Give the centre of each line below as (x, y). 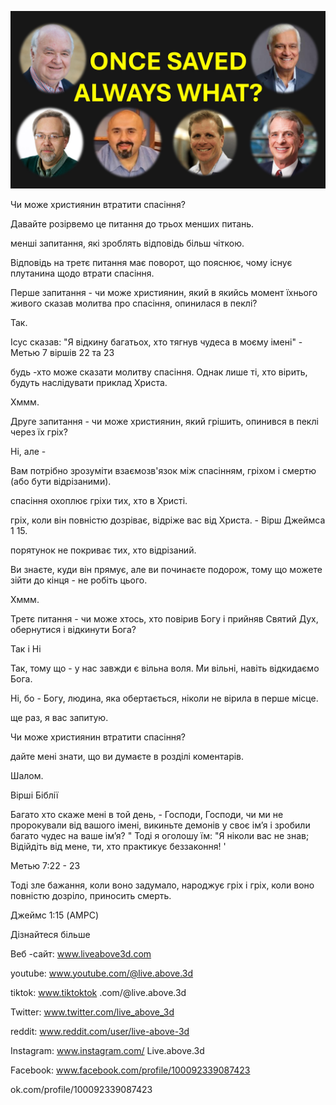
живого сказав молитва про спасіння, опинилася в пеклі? (134, 303)
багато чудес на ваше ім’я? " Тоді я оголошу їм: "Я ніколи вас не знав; (160, 835)
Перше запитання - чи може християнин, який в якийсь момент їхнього (164, 292)
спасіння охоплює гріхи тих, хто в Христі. (99, 500)
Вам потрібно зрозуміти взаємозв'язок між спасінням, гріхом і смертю (163, 470)
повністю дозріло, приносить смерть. (91, 895)
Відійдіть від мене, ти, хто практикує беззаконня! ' (118, 846)
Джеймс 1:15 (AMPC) (55, 915)
